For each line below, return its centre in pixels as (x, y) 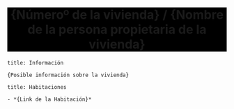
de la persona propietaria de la (117, 30)
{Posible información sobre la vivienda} (68, 75)
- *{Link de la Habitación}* (49, 99)
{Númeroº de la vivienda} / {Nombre (117, 15)
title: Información (36, 62)
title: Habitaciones (37, 87)
